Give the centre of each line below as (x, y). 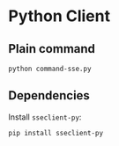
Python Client (59, 16)
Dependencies (49, 95)
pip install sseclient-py (56, 133)
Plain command (52, 49)
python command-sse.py (50, 69)
